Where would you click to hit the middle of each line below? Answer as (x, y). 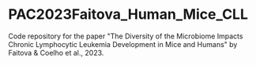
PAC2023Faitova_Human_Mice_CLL (128, 14)
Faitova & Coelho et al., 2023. (56, 52)
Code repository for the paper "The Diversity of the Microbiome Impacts (126, 36)
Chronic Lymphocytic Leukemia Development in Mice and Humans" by (123, 44)
